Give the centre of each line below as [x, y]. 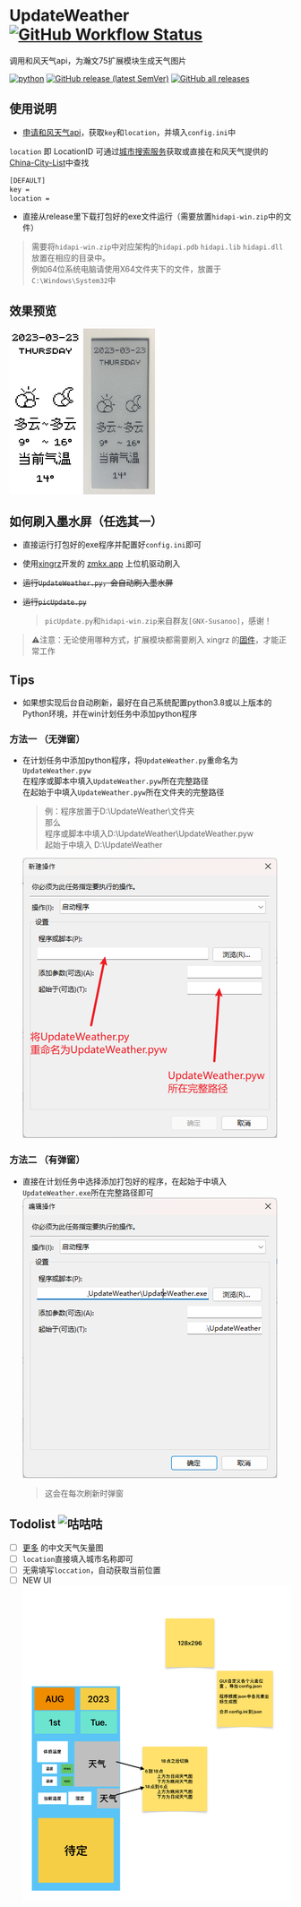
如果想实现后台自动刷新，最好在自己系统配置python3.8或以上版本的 [147, 703]
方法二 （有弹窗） [47, 1160]
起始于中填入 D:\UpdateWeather [103, 845]
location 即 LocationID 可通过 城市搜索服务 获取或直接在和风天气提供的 [139, 151]
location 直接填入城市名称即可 [78, 1558]
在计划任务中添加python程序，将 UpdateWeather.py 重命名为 [130, 760]
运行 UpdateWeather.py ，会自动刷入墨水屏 [98, 582]
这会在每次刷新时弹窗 [84, 1493]
